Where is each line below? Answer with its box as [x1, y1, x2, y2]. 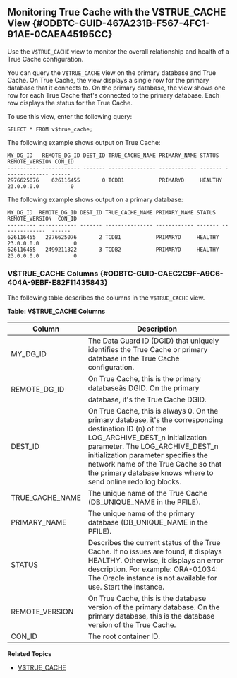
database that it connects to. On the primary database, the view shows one [7, 83, 226, 92]
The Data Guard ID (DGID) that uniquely [87, 336, 219, 346]
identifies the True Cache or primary [87, 345, 208, 355]
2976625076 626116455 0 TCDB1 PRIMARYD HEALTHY [7, 177, 222, 184]
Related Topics [7, 650, 52, 658]
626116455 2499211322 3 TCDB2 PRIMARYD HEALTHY [7, 246, 219, 253]
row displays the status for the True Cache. [7, 98, 133, 107]
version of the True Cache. [87, 620, 176, 630]
